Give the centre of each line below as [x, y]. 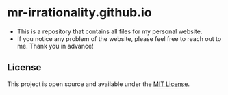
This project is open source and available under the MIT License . [99, 84]
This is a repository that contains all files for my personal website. [110, 31]
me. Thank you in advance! [55, 46]
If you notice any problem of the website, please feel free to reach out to [119, 38]
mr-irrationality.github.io [79, 13]
